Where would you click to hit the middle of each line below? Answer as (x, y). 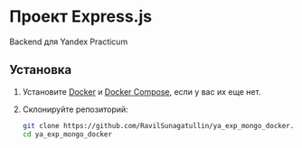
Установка (41, 70)
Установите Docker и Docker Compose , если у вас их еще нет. (142, 91)
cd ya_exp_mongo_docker (67, 134)
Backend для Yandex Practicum (69, 42)
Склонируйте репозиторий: (75, 109)
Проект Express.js (80, 17)
